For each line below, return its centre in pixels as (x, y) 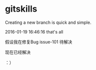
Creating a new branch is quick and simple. (48, 22)
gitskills (21, 9)
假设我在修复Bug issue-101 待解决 (39, 42)
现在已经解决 (18, 52)
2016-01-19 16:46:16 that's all (34, 32)
